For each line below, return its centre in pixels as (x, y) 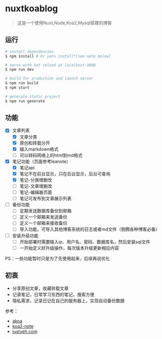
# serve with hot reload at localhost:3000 (50, 65)
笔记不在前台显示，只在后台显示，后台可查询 (65, 173)
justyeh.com (25, 331)
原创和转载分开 (35, 143)
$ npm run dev (20, 69)
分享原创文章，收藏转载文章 (40, 288)
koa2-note (23, 326)
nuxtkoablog (32, 9)
